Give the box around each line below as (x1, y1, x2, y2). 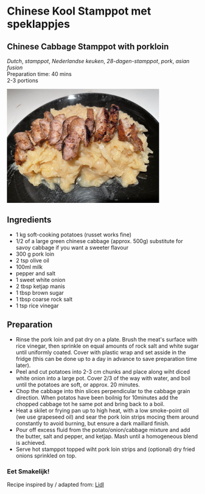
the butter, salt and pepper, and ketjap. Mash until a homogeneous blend (15, 433, 198, 440)
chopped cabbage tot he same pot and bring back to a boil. (15, 400, 165, 408)
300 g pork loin (15, 250, 55, 258)
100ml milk (15, 263, 43, 270)
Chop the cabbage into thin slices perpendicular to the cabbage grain (15, 387, 190, 394)
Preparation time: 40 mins (7, 70, 72, 77)
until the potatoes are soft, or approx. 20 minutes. (15, 381, 141, 388)
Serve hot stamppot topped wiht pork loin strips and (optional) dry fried (15, 445, 195, 453)
